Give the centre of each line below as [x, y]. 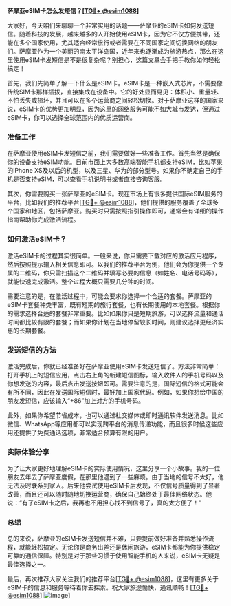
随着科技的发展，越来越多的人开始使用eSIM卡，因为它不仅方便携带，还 [120, 34]
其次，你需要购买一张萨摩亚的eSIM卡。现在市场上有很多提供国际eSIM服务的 [115, 194]
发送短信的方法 [32, 350]
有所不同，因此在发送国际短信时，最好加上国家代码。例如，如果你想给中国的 [115, 392]
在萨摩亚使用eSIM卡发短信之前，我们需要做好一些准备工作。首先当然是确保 [114, 154]
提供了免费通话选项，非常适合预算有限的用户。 [85, 432]
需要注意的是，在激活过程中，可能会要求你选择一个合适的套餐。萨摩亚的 [109, 296]
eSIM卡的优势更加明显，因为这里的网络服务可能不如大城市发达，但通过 [120, 109]
